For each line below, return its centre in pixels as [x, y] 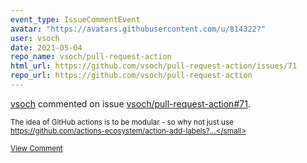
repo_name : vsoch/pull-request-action [91, 57]
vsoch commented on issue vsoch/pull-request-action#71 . [130, 103]
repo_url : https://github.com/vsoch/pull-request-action [131, 76]
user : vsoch [35, 38]
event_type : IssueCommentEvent [75, 19]
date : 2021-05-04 [46, 47]
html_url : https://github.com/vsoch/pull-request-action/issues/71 [154, 66]
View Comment [36, 148]
